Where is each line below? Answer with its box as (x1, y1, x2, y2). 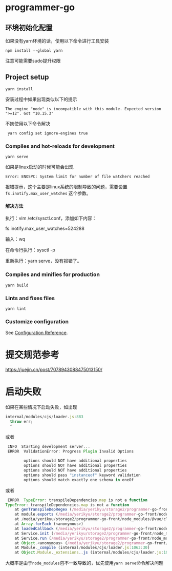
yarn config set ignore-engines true (7, 130, 88, 136)
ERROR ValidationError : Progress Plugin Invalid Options (7, 448, 134, 454)
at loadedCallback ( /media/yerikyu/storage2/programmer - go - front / (14, 526, 159, 531)
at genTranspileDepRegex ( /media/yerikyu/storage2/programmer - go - (14, 507, 159, 512)
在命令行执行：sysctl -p (5, 247, 55, 253)
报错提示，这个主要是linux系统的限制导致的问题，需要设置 (5, 184, 127, 190)
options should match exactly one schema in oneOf (24, 477, 134, 482)
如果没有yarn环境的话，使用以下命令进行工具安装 (5, 38, 109, 44)
